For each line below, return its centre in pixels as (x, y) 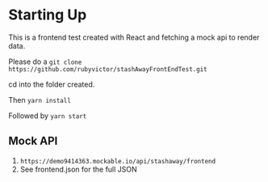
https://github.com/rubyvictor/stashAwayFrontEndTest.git (108, 69)
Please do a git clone (45, 61)
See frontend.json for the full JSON (78, 169)
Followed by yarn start (48, 116)
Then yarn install (40, 99)
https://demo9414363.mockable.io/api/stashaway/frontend (118, 161)
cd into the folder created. (52, 84)
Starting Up (48, 15)
